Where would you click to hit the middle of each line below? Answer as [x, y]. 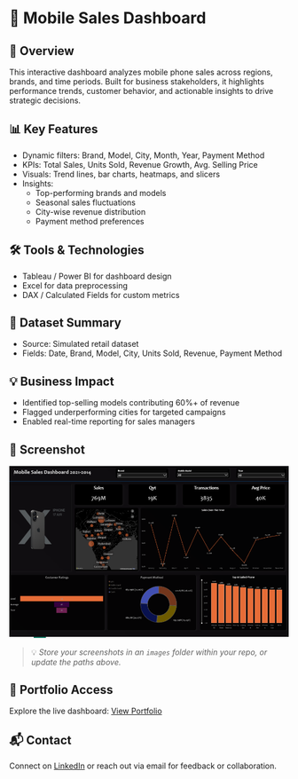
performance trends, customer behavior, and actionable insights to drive [141, 91]
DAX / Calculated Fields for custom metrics [101, 295]
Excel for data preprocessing [75, 285]
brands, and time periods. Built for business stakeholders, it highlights [137, 82]
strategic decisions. [45, 100]
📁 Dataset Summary [65, 323]
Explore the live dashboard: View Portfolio [86, 711]
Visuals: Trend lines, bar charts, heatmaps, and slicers [121, 174]
